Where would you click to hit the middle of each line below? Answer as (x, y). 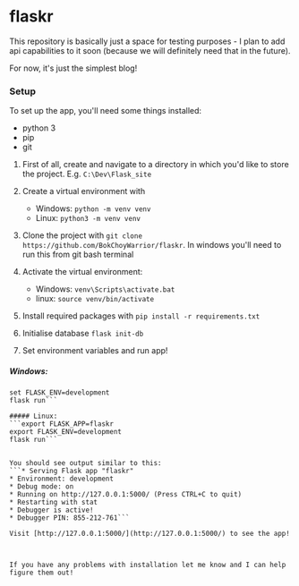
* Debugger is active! (51, 510)
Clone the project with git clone (82, 235)
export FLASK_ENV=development (66, 432)
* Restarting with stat (54, 503)
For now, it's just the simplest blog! (73, 68)
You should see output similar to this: (86, 463)
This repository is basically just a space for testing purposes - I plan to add (147, 41)
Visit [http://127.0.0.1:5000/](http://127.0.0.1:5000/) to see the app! (150, 534)
